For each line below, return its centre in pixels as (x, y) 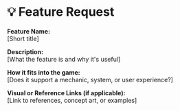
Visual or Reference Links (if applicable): (66, 92)
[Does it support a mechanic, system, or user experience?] (90, 79)
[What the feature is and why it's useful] (64, 59)
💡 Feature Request (61, 12)
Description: (25, 51)
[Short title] (23, 38)
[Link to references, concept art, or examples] (72, 100)
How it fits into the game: (44, 72)
